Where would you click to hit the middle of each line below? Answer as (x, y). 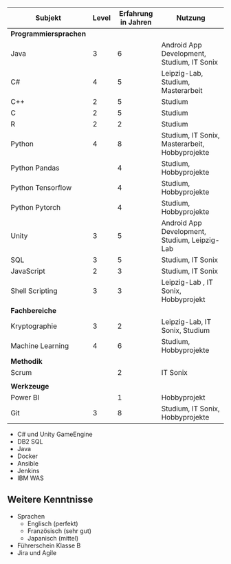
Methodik (26, 361)
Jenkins (28, 471)
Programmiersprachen (48, 34)
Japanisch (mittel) (53, 538)
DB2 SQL (30, 442)
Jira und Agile (37, 552)
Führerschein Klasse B (49, 545)
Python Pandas (35, 168)
